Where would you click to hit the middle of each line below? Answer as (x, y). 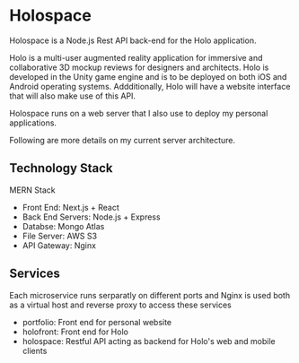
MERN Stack (32, 190)
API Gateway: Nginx (59, 245)
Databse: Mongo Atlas (63, 226)
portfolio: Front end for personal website (97, 322)
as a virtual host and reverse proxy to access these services (120, 305)
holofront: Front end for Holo (75, 332)
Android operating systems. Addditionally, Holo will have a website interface (150, 86)
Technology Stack (61, 168)
